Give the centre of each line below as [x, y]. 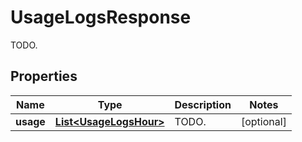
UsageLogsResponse [101, 17]
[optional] [263, 121]
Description [203, 104]
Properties [44, 76]
